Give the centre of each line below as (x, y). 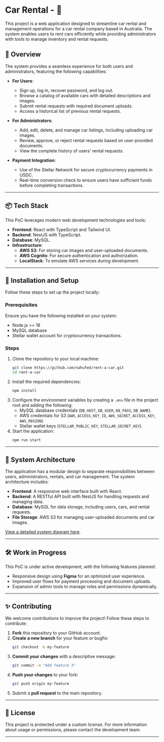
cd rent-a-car (26, 372)
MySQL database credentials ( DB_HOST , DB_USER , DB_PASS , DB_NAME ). (86, 410)
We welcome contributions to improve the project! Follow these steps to (77, 618)
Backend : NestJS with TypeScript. (47, 234)
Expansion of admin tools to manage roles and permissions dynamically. (85, 587)
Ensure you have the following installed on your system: (61, 316)
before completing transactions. (51, 185)
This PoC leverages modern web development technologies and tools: (76, 220)
